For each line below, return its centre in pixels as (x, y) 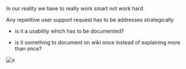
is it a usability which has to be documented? (69, 31)
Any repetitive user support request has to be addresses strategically (90, 20)
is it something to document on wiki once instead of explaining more (97, 42)
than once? (28, 49)
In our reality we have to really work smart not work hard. (75, 8)
